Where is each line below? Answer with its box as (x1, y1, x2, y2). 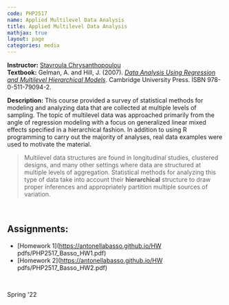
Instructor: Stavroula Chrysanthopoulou (7, 61, 122, 69)
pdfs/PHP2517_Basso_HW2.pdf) (17, 263, 108, 272)
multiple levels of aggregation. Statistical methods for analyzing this (23, 168, 217, 176)
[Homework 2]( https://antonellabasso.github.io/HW (17, 256, 163, 264)
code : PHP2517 (7, 10, 48, 17)
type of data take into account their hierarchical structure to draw (23, 176, 211, 183)
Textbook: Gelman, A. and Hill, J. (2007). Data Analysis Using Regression (7, 68, 216, 76)
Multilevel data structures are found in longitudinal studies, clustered (23, 154, 219, 162)
